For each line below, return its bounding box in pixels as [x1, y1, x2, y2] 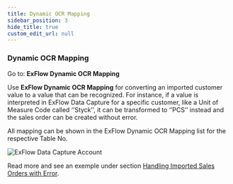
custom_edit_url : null [7, 30, 74, 37]
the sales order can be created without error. [7, 113, 138, 121]
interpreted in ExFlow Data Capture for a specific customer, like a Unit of [7, 98, 219, 106]
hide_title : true [7, 23, 59, 30]
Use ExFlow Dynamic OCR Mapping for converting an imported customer [7, 82, 223, 92]
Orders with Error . [7, 168, 59, 177]
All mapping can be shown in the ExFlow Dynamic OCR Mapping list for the [7, 126, 227, 135]
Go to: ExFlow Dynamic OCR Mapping [7, 69, 120, 78]
